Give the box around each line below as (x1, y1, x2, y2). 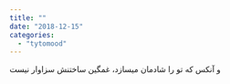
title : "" (9, 13, 47, 23)
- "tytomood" (17, 38, 68, 48)
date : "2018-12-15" (9, 22, 84, 31)
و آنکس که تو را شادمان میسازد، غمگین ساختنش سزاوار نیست (9, 64, 221, 75)
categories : (9, 30, 55, 39)
